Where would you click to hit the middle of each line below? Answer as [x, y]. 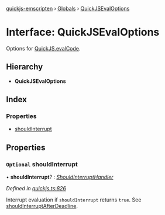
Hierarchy [25, 67]
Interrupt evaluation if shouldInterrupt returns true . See [74, 200]
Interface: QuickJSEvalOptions [83, 32]
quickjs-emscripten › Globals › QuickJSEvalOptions [68, 9]
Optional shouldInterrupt [42, 164]
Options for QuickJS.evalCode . [43, 48]
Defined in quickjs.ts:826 [36, 189]
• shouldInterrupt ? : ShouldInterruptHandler [60, 177]
